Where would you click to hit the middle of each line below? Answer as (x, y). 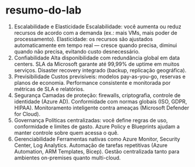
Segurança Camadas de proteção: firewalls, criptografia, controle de (97, 95)
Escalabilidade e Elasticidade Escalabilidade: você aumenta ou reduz (98, 26)
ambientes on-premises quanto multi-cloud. (67, 158)
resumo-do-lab (44, 10)
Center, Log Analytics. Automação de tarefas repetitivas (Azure (91, 145)
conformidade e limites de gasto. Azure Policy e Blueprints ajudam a (97, 126)
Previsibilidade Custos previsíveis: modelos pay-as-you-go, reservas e (100, 76)
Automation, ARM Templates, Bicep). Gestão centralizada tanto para (97, 151)
